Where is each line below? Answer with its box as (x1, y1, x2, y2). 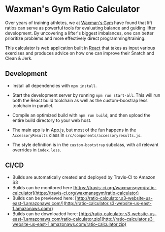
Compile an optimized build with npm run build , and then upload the (12, 112, 151, 118)
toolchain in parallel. (12, 102, 53, 109)
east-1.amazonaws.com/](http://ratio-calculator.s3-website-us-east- (12, 200, 152, 206)
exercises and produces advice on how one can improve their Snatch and (5, 50, 155, 56)
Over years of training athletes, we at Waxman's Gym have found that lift (5, 20, 153, 26)
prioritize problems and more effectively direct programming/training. (5, 35, 146, 41)
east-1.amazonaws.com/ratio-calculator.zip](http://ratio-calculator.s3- (12, 216, 155, 222)
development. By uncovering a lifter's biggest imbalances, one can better (5, 30, 154, 36)
